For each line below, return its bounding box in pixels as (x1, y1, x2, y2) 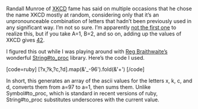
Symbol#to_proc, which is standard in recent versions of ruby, (6, 90, 158, 97)
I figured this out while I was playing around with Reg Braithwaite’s (6, 48, 168, 55)
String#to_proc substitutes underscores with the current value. (6, 96, 159, 103)
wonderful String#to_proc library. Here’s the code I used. (6, 54, 145, 61)
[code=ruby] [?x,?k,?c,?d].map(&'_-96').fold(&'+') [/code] (6, 66, 145, 73)
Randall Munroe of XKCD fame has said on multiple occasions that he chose (6, 5, 192, 12)
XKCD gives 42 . (6, 37, 45, 43)
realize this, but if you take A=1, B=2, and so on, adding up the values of (6, 30, 182, 37)
